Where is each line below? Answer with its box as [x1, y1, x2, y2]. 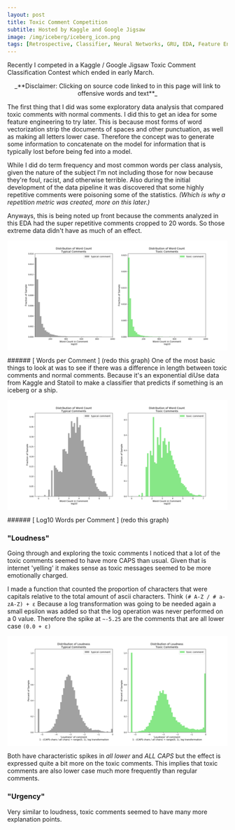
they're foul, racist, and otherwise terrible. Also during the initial [7, 176, 191, 185]
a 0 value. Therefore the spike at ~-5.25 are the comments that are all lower [7, 615, 225, 623]
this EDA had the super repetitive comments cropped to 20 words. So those [7, 219, 225, 227]
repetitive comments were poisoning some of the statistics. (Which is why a [7, 191, 226, 199]
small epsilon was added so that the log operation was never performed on [7, 607, 224, 615]
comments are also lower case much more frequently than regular [7, 766, 198, 775]
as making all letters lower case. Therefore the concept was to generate [7, 133, 215, 141]
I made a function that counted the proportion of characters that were [7, 585, 208, 594]
